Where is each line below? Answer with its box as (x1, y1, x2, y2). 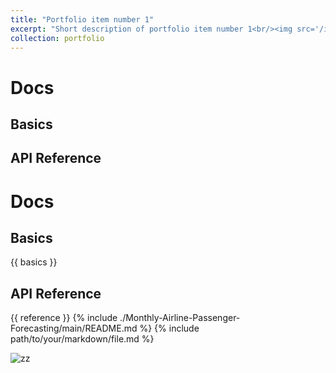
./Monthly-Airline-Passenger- (119, 312, 241, 324)
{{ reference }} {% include (10, 312, 118, 324)
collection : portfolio (10, 33, 105, 43)
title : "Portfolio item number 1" (10, 14, 155, 25)
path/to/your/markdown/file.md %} (10, 333, 155, 345)
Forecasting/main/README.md (10, 322, 138, 335)
